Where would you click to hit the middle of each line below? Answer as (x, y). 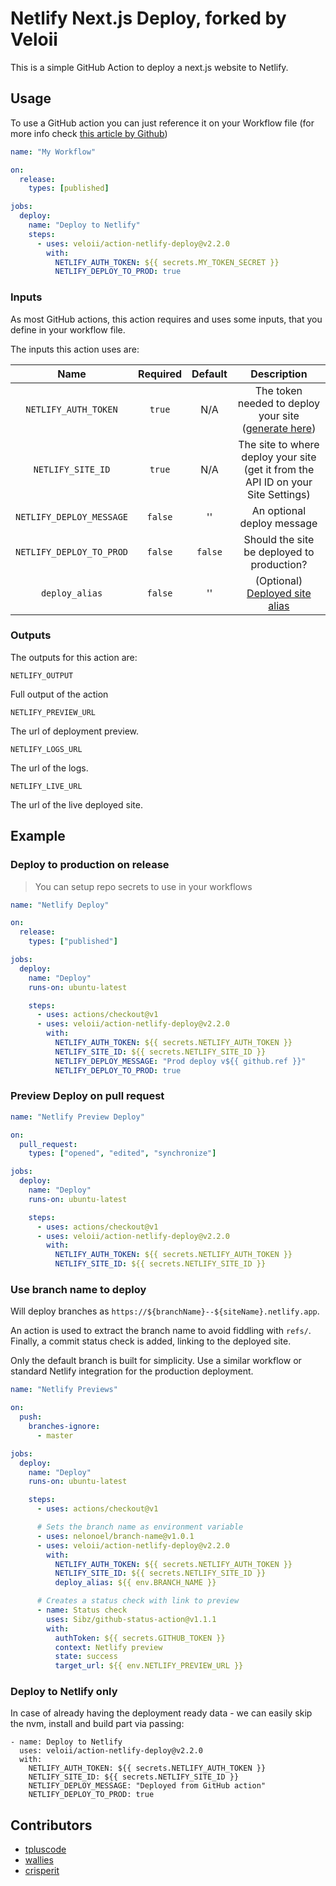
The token (278, 390)
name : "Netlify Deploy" (60, 905)
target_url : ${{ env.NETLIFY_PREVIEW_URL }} (149, 1666)
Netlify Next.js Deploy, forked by (148, 18)
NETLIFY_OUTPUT (42, 675)
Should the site (279, 539)
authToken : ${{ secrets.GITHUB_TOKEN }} (140, 1638)
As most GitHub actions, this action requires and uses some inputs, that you (166, 319)
